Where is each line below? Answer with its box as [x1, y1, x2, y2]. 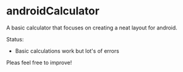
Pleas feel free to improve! [6, 59, 72, 66]
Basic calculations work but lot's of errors [15, 47, 119, 55]
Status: [6, 35, 24, 43]
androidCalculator [6, 4, 100, 18]
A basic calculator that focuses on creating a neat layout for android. [6, 24, 178, 31]
